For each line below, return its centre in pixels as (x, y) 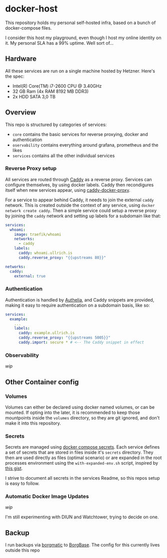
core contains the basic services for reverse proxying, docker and (80, 134)
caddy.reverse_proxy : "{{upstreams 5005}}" (64, 338)
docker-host (31, 9)
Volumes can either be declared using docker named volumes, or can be (80, 407)
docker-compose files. (28, 28)
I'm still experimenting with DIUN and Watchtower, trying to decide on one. (82, 517)
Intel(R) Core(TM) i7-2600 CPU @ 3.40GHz (57, 86)
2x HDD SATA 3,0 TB (34, 96)
